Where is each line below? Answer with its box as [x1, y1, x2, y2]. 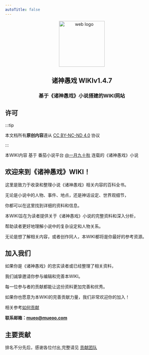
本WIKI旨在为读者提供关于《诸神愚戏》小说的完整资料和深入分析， [5, 213, 138, 219]
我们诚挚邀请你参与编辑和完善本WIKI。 [5, 273, 83, 279]
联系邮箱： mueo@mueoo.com [5, 315, 67, 321]
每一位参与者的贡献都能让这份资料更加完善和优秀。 [5, 284, 108, 290]
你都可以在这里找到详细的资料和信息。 [5, 202, 82, 208]
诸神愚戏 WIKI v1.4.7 [51, 77, 112, 85]
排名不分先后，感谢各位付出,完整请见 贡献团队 [5, 345, 97, 351]
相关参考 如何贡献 [5, 305, 39, 311]
